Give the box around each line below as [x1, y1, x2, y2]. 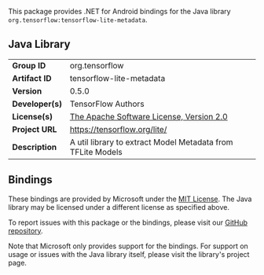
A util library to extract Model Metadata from [69, 137, 233, 148]
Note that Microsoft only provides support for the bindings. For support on [8, 241, 249, 251]
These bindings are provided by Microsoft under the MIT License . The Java [8, 194, 252, 203]
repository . [8, 225, 43, 235]
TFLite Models [69, 146, 123, 157]
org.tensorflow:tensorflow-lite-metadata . [8, 15, 148, 24]
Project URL [12, 123, 57, 134]
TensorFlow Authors [69, 98, 145, 109]
